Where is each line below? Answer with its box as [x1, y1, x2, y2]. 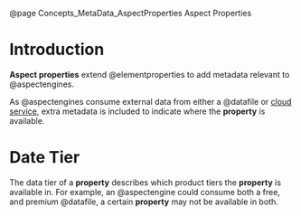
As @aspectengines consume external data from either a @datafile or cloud [9, 96, 292, 107]
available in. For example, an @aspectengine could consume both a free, [9, 186, 280, 197]
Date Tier [9, 147, 80, 168]
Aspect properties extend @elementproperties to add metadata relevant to [9, 69, 290, 80]
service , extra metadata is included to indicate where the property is [9, 106, 266, 117]
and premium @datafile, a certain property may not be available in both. [9, 196, 278, 207]
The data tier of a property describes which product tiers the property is [9, 176, 282, 188]
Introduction [9, 40, 105, 60]
